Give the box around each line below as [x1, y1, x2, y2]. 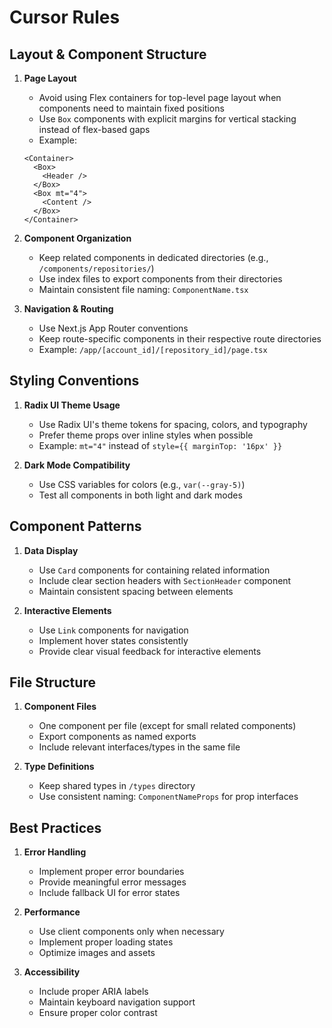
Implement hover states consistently [38, 634, 189, 646]
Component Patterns [9, 518, 142, 535]
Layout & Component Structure [9, 46, 207, 63]
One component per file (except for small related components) [38, 720, 297, 732]
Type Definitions [23, 761, 95, 773]
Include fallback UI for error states [38, 887, 181, 899]
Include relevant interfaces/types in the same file [38, 741, 241, 753]
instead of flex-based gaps [38, 124, 151, 135]
